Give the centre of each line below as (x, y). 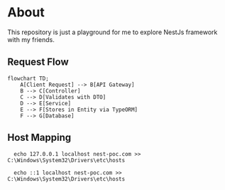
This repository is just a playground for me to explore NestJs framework (112, 32)
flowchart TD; (28, 78)
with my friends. (31, 39)
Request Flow (38, 62)
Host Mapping (39, 138)
